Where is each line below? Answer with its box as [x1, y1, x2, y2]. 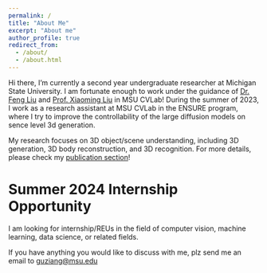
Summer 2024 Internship [8, 181, 179, 199]
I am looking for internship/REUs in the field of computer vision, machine [8, 224, 246, 233]
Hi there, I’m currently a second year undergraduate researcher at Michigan [8, 77, 257, 88]
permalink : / [8, 11, 52, 20]
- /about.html [15, 57, 62, 64]
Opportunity [8, 197, 92, 216]
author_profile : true [8, 33, 80, 42]
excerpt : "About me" [8, 26, 77, 34]
